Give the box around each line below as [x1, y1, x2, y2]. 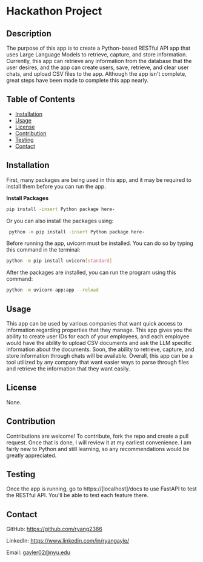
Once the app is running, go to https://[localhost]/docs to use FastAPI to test [6, 485, 197, 492]
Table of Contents [6, 94, 76, 104]
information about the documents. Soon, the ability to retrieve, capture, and [6, 346, 195, 353]
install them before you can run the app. [6, 182, 106, 190]
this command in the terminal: [6, 246, 81, 253]
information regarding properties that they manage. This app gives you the [6, 326, 193, 333]
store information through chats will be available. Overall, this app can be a [6, 352, 193, 359]
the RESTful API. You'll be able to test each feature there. [6, 492, 148, 499]
